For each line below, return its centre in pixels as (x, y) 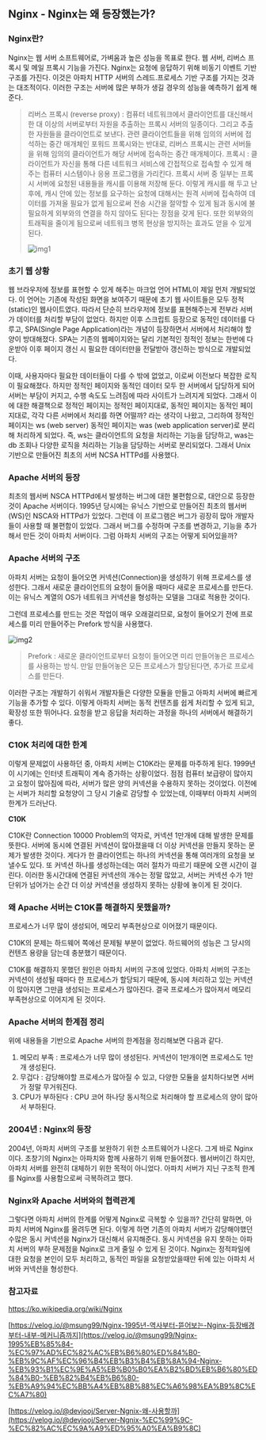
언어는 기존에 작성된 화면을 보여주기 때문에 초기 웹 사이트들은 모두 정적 (135, 299)
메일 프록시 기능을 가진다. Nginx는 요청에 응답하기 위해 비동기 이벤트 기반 (144, 67)
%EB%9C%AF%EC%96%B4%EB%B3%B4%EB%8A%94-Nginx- (115, 1361)
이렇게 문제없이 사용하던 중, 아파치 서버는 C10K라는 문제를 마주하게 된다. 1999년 (132, 763)
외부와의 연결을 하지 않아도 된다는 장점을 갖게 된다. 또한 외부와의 (154, 213)
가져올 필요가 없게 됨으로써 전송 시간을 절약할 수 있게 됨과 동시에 (148, 203)
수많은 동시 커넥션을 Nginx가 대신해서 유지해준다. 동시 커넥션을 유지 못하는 (123, 1239)
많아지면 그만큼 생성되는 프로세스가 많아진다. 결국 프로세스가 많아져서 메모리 (134, 990)
